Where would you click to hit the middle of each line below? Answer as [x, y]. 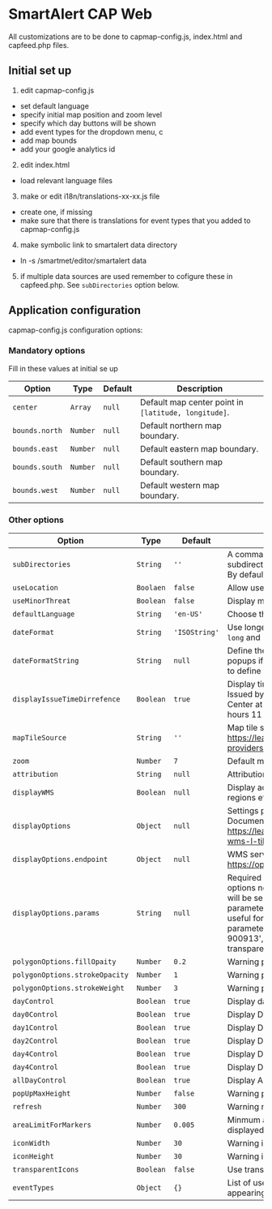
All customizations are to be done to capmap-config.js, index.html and [125, 36]
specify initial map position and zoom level [91, 114]
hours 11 [244, 714]
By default [246, 575]
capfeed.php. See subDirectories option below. [100, 285]
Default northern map [181, 425]
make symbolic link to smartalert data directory [99, 245]
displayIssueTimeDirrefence [66, 699]
